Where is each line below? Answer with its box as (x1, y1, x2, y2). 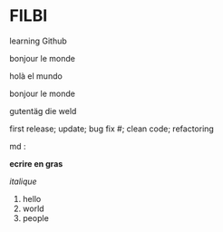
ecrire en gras (9, 158, 63, 169)
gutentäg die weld (9, 105, 77, 116)
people (22, 212, 50, 223)
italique (9, 176, 38, 187)
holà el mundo (9, 70, 63, 82)
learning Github (9, 35, 68, 46)
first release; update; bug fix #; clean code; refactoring (9, 123, 215, 134)
